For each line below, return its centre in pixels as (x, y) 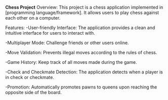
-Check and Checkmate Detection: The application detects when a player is (84, 72)
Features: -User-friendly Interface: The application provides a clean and (80, 28)
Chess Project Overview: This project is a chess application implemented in (84, 7)
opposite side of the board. (33, 92)
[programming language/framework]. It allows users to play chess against (82, 13)
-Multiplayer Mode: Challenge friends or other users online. (67, 43)
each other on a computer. (33, 18)
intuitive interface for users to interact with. (50, 33)
